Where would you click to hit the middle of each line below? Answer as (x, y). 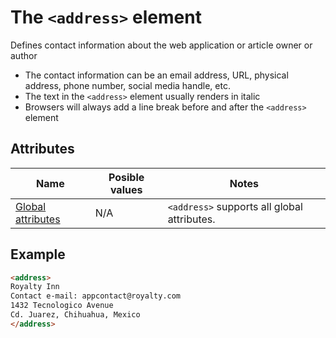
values (126, 189)
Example (38, 254)
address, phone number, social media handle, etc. (127, 85)
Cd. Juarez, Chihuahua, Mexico (75, 315)
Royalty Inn (35, 287)
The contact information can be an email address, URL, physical (156, 75)
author (24, 55)
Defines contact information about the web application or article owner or (161, 45)
